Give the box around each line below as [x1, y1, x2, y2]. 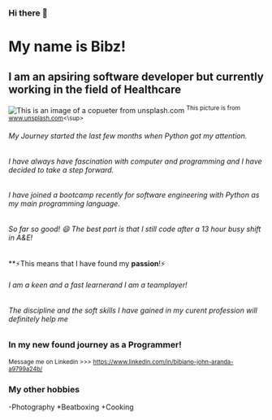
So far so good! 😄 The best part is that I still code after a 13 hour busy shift [8, 224, 261, 234]
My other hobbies [8, 383, 80, 395]
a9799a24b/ [8, 365, 43, 373]
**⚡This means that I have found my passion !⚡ [8, 258, 166, 268]
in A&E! [8, 233, 33, 243]
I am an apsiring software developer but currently [8, 69, 264, 84]
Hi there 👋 [8, 7, 49, 19]
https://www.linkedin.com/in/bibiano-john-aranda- [93, 357, 234, 365]
